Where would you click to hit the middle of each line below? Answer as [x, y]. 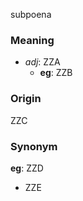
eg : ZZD [27, 168]
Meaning [32, 40]
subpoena [31, 14]
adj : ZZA [42, 62]
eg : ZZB [56, 73]
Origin [26, 99]
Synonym [34, 146]
